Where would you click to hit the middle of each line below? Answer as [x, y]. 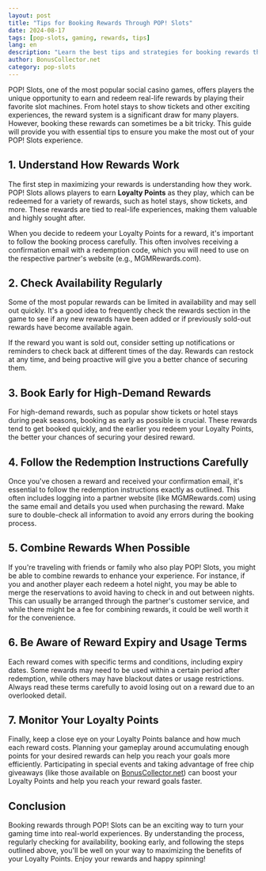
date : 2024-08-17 [37, 30]
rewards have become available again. [71, 327]
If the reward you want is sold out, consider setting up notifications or [122, 343]
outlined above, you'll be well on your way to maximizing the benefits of [125, 850]
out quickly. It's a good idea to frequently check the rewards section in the [129, 310]
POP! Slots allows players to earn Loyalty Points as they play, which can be [131, 192]
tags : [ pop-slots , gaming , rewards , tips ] [79, 38]
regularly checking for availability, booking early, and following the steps [126, 842]
